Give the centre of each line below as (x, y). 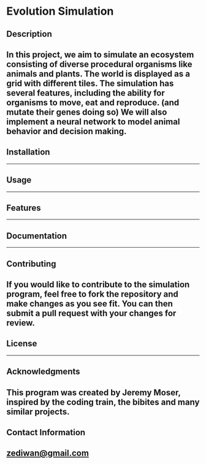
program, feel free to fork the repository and (93, 294)
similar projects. (38, 412)
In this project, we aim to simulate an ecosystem (100, 54)
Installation (28, 152)
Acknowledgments (44, 372)
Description (29, 34)
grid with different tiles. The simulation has (90, 83)
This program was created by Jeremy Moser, (93, 393)
